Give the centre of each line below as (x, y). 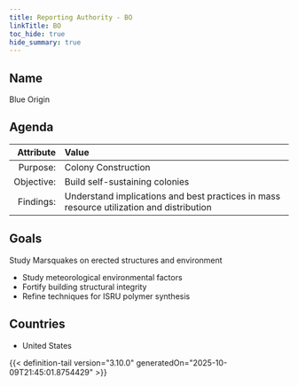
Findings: (36, 201)
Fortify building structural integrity (84, 287)
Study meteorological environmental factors (102, 277)
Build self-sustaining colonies (127, 181)
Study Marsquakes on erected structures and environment (116, 260)
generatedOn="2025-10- (182, 362)
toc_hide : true (37, 34)
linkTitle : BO (35, 26)
